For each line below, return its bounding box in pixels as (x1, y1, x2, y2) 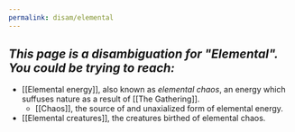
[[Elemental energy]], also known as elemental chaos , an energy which (21, 84, 286, 95)
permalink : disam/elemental (8, 13, 115, 22)
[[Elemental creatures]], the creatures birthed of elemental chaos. (21, 113, 266, 124)
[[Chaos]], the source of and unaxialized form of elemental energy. (34, 103, 283, 114)
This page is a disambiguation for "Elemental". (8, 47, 279, 62)
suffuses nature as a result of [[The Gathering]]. (21, 93, 200, 104)
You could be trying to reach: (8, 60, 175, 76)
